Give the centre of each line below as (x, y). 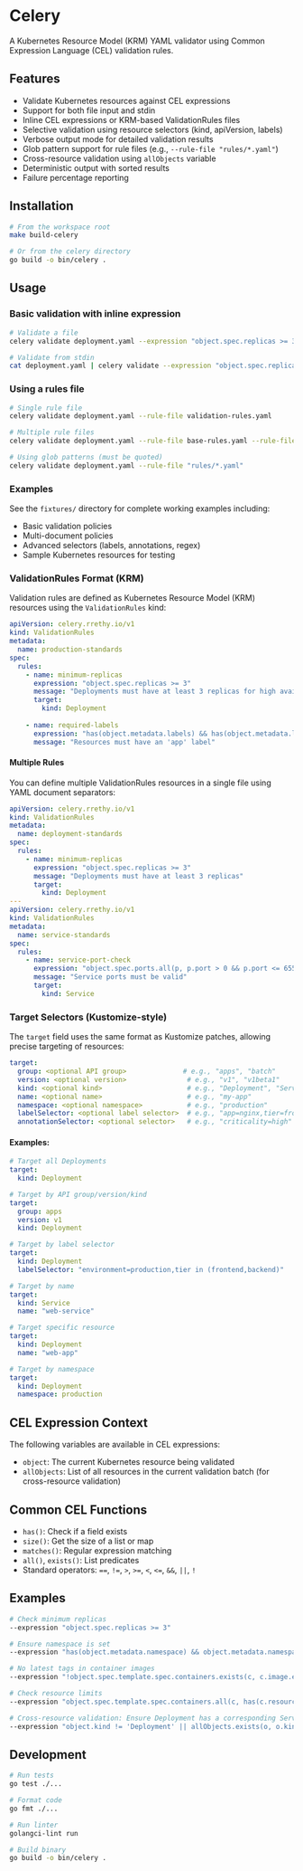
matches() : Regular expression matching (97, 1550)
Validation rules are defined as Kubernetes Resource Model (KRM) (132, 598)
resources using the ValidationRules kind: (88, 608)
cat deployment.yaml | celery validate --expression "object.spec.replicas (155, 366)
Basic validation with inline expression (95, 314)
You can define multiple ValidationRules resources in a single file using (141, 783)
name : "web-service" (56, 1311)
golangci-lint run (44, 1833)
